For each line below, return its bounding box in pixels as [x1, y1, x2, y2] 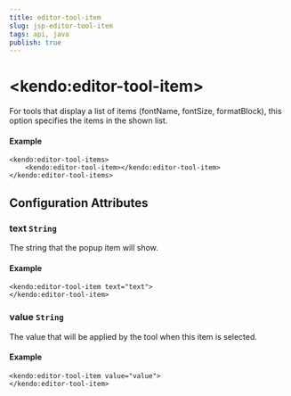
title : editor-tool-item [9, 12, 101, 22]
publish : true [9, 37, 62, 47]
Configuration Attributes [9, 195, 149, 210]
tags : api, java [9, 29, 69, 38]
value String [9, 311, 64, 324]
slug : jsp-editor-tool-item [9, 21, 114, 30]
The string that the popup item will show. [9, 243, 158, 253]
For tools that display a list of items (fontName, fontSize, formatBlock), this [9, 106, 282, 117]
